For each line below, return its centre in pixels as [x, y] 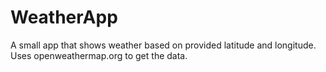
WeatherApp [64, 17]
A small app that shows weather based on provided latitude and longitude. [163, 45]
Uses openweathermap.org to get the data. [99, 55]
